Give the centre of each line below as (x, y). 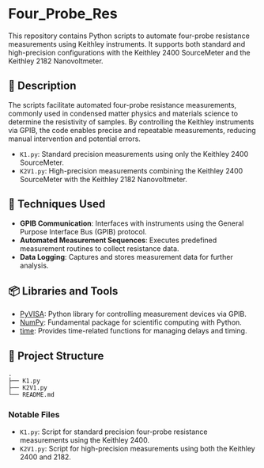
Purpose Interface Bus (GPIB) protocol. (83, 231)
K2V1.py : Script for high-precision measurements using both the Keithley (137, 449)
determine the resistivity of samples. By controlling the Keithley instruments (131, 122)
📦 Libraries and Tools (63, 291)
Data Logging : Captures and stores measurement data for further (126, 257)
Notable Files (34, 415)
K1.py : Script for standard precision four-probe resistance (113, 432)
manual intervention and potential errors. (74, 139)
